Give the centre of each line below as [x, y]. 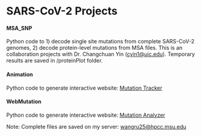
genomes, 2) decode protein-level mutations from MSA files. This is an [94, 48]
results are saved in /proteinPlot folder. [54, 61]
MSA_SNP [19, 28]
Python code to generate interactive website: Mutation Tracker [84, 88]
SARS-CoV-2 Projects [62, 11]
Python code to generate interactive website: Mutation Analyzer [86, 115]
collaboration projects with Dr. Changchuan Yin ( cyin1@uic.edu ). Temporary [101, 54]
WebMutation [24, 102]
